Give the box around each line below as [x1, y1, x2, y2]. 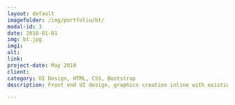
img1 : [7, 42, 23, 49]
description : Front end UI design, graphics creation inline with [7, 81, 205, 88]
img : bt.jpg [7, 36, 42, 43]
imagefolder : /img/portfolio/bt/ [7, 17, 105, 24]
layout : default [7, 10, 55, 17]
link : [7, 56, 23, 63]
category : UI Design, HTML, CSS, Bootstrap [7, 74, 136, 82]
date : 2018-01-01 [7, 29, 58, 37]
